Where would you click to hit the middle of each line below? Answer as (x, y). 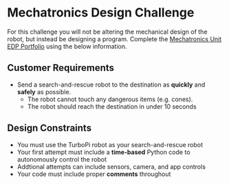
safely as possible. (44, 91)
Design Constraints (49, 128)
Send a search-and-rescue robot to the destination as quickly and (111, 85)
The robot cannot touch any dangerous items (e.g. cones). (110, 99)
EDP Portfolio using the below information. (67, 46)
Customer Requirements (61, 68)
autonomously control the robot (62, 159)
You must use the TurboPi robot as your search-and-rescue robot (110, 144)
